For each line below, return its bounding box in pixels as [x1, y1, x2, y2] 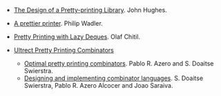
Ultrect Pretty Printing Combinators [13, 46, 114, 54]
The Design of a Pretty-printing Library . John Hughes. [13, 6, 167, 14]
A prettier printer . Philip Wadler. [13, 19, 104, 27]
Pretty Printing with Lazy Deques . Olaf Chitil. [13, 32, 140, 41]
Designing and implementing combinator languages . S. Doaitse [23, 74, 204, 82]
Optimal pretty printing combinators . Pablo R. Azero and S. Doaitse [23, 59, 214, 68]
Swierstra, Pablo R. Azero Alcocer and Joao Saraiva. [23, 81, 173, 89]
